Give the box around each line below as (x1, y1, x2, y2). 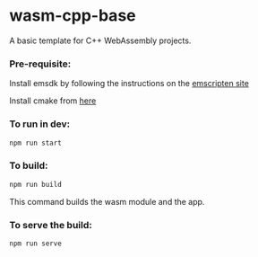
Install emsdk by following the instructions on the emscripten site (9, 78, 249, 89)
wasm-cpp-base (9, 5, 136, 26)
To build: (9, 159, 48, 172)
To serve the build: (9, 218, 92, 231)
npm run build (9, 180, 63, 189)
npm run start (9, 138, 63, 147)
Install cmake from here (9, 95, 97, 106)
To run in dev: (9, 118, 70, 130)
